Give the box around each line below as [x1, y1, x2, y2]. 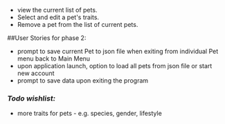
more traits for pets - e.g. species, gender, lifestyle [17, 110, 163, 118]
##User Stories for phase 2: [7, 34, 87, 42]
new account [17, 69, 55, 77]
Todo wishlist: [7, 93, 56, 103]
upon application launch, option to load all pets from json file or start [17, 62, 213, 70]
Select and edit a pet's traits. [17, 13, 99, 21]
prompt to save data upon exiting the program [17, 76, 149, 85]
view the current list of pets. [17, 6, 98, 14]
